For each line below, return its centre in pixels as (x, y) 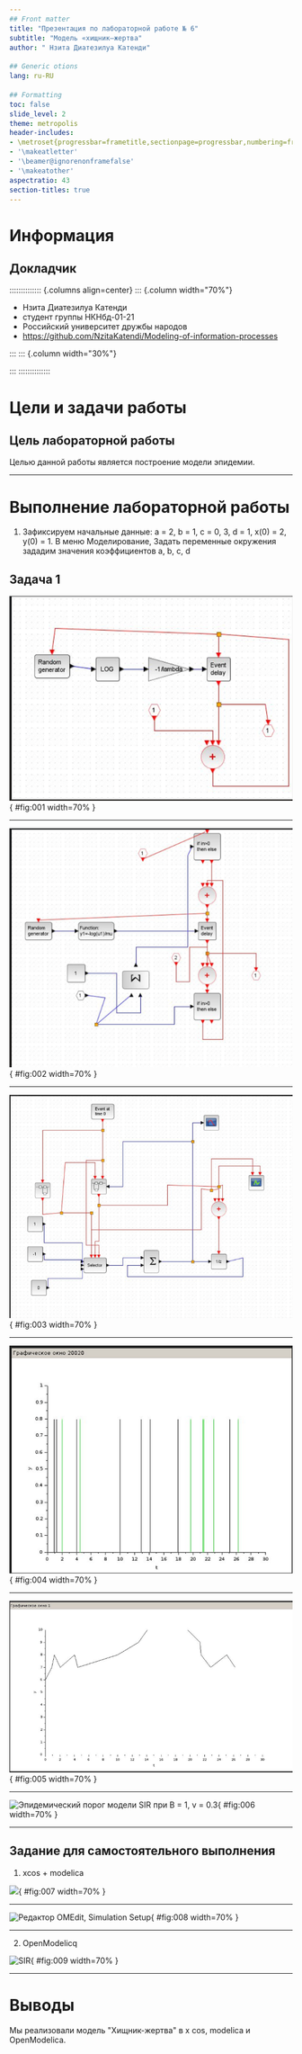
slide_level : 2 (38, 114)
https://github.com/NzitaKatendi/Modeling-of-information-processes (150, 336)
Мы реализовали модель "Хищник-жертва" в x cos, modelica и (130, 2030)
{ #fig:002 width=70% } (53, 1074)
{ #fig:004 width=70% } (53, 1580)
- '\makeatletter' (44, 152)
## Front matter (40, 19)
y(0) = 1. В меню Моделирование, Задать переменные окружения (149, 542)
